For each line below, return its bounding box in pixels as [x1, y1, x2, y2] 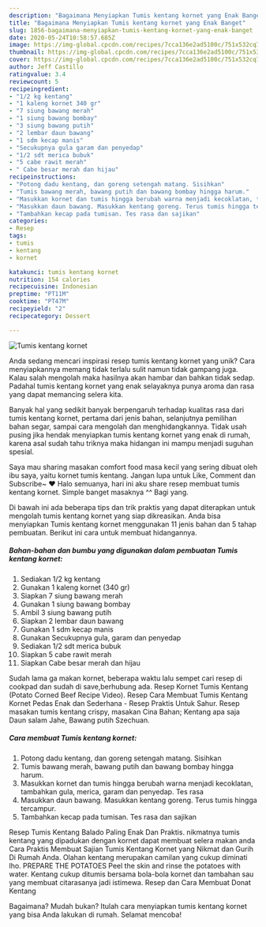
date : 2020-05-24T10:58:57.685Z [9, 33, 115, 42]
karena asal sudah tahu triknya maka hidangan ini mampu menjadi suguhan [9, 438, 253, 448]
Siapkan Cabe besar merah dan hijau [20, 658, 140, 667]
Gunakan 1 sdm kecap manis [20, 625, 114, 634]
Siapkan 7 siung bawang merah [20, 591, 123, 600]
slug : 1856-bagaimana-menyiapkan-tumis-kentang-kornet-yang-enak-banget [9, 26, 253, 34]
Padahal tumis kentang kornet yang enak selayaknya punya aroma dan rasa [9, 381, 255, 391]
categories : [9, 217, 48, 225]
